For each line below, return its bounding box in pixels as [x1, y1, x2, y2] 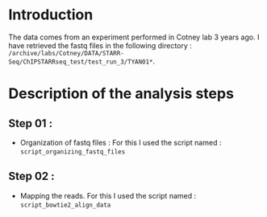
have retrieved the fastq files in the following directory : [8, 40, 192, 50]
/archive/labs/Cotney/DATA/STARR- [8, 49, 125, 57]
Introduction [8, 6, 94, 24]
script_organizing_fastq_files [19, 147, 126, 156]
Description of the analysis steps [8, 84, 234, 103]
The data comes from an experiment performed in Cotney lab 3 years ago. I [8, 32, 260, 42]
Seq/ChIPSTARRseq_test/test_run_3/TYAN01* [8, 58, 153, 66]
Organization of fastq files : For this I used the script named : [19, 137, 222, 147]
